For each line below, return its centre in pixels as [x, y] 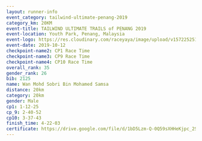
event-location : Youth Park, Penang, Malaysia [66, 34]
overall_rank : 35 [28, 67]
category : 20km [25, 95]
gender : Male [23, 101]
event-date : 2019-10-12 [36, 46]
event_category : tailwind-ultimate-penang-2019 [67, 17]
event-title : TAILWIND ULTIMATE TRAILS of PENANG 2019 [76, 28]
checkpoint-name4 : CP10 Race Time [50, 62]
